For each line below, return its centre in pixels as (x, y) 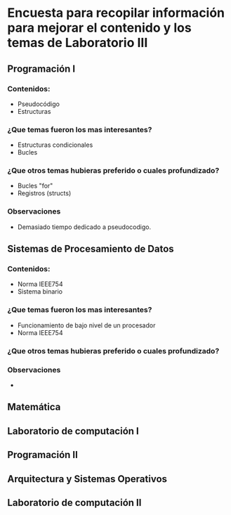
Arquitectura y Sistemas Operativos (87, 479)
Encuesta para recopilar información (116, 13)
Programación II (43, 455)
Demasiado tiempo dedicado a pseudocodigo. (84, 227)
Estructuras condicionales (55, 145)
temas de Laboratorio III (78, 43)
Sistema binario (40, 292)
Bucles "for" (35, 186)
